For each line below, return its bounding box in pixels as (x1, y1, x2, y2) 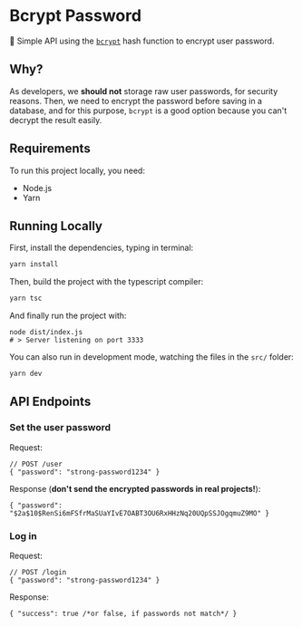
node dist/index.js (9, 328, 83, 337)
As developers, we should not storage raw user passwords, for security (9, 85, 278, 96)
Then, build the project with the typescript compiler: (9, 276, 204, 287)
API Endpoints (9, 394, 92, 410)
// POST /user (9, 459, 63, 468)
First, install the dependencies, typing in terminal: (9, 242, 194, 254)
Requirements (9, 141, 91, 157)
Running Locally (9, 218, 102, 234)
